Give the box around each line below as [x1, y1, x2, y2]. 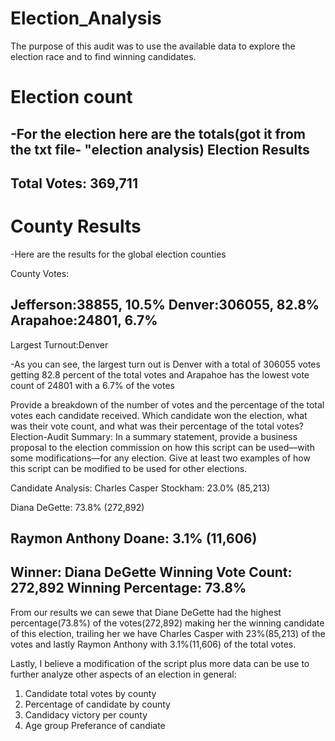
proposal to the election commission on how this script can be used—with [10, 441, 315, 453]
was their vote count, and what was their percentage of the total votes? [10, 420, 304, 432]
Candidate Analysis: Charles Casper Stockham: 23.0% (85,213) [10, 482, 271, 494]
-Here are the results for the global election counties [10, 248, 227, 260]
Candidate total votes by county [24, 687, 157, 699]
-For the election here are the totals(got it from [10, 125, 306, 142]
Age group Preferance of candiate [24, 719, 166, 731]
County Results [10, 215, 142, 238]
